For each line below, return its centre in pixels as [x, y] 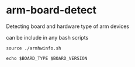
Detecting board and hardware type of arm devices [68, 26]
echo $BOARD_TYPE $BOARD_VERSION [47, 58]
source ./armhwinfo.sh [34, 48]
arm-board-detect [51, 10]
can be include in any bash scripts [47, 37]
